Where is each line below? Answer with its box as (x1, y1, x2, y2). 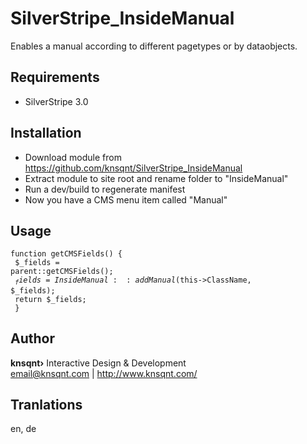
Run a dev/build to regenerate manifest (24, 183, 186, 195)
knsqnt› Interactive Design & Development (10, 357, 187, 369)
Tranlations (10, 396, 83, 413)
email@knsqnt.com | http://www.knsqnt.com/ (10, 367, 198, 379)
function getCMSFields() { (10, 249, 123, 259)
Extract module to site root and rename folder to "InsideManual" (24, 172, 289, 184)
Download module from (24, 151, 122, 163)
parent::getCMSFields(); (10, 267, 114, 277)
